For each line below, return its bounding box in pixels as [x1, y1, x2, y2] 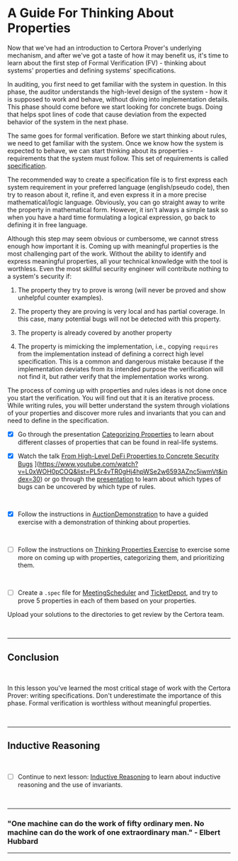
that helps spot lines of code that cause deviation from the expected [7, 110, 207, 119]
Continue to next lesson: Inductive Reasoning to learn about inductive [17, 772, 221, 781]
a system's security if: [7, 272, 72, 280]
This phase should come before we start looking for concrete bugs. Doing [7, 102, 223, 111]
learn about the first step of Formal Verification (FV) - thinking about [7, 58, 207, 67]
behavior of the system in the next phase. [7, 117, 129, 126]
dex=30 [17, 475, 41, 483]
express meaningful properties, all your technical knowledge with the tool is [7, 257, 228, 265]
